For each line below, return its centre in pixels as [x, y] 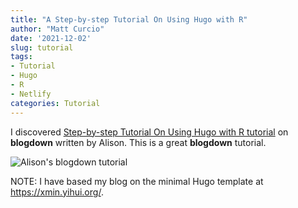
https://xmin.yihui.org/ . [57, 192]
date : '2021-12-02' [51, 38]
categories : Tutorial [55, 103]
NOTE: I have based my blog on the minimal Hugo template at [137, 181]
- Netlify [31, 94]
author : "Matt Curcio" [57, 29]
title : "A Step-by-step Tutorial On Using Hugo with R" [129, 19]
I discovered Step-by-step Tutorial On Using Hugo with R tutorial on [149, 132]
